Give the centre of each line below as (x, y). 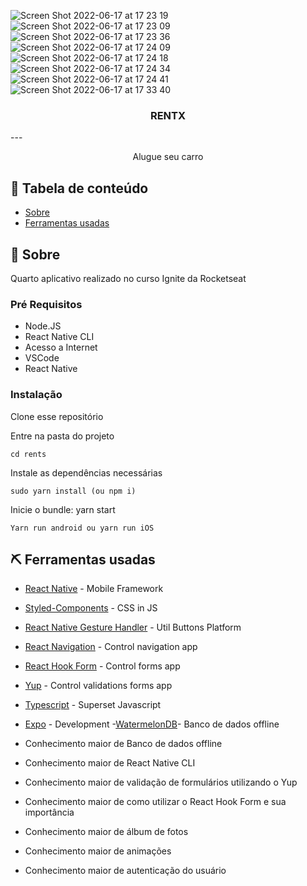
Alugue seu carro (168, 157)
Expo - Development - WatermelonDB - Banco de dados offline (152, 724)
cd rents (28, 454)
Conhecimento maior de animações (98, 851)
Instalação (36, 395)
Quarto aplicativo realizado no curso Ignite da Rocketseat (128, 278)
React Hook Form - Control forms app (102, 666)
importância (49, 812)
